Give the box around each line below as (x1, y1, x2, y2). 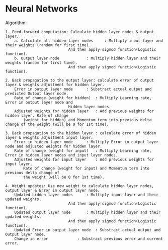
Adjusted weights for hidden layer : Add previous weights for (14, 109, 154, 114)
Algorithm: (5, 20, 27, 26)
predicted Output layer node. (5, 91, 69, 96)
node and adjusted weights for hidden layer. (5, 144, 102, 149)
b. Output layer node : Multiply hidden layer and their (14, 56, 161, 61)
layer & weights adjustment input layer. (5, 135, 94, 140)
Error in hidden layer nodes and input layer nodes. (5, 152, 118, 157)
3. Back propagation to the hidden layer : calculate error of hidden (5, 130, 156, 136)
